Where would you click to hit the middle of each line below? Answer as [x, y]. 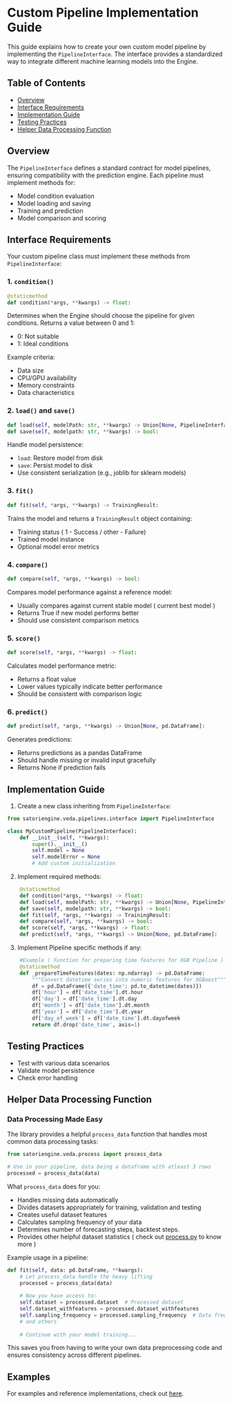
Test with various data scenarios [64, 1063]
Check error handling [47, 1078]
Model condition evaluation [56, 196]
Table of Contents [47, 83]
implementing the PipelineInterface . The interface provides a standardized [115, 54]
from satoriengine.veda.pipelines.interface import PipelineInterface [111, 819]
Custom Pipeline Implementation [103, 13]
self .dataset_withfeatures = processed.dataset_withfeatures [109, 1309]
